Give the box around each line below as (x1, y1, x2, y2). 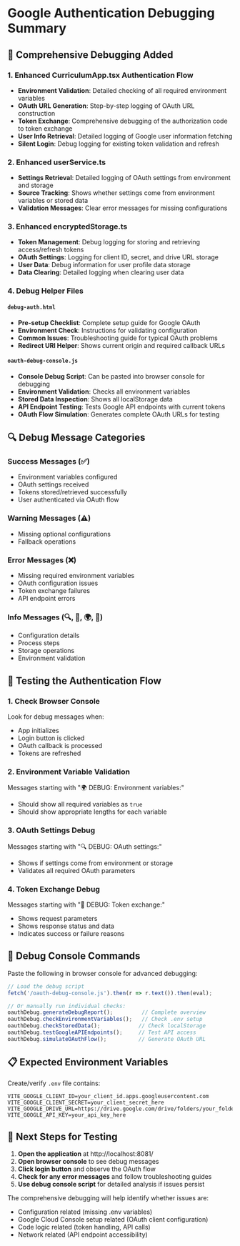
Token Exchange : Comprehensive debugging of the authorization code (17, 116, 228, 125)
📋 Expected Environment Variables (7, 1056, 169, 1069)
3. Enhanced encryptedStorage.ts (7, 221, 128, 231)
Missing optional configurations (17, 529, 111, 538)
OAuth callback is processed (17, 742, 103, 750)
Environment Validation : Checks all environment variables (17, 387, 191, 396)
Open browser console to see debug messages (17, 1157, 159, 1166)
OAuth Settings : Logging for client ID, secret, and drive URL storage (17, 253, 219, 261)
